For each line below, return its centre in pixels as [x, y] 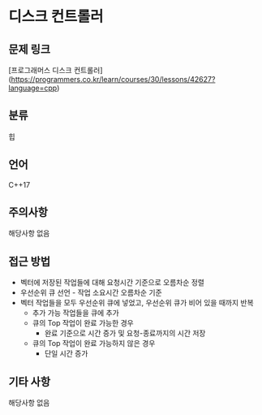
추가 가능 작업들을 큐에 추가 [75, 313]
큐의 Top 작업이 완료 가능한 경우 [83, 323]
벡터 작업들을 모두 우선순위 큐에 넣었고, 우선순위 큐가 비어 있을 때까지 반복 [137, 303]
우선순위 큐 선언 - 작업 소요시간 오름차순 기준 [91, 292]
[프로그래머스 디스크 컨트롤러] [56, 70]
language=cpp [33, 88]
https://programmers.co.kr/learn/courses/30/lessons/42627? [113, 79]
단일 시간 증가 [66, 353]
